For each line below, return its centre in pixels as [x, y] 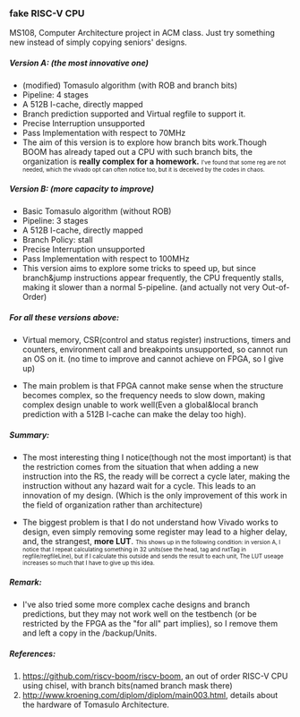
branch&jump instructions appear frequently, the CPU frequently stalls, [153, 278]
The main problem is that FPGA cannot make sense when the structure [153, 386]
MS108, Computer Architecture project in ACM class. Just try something [142, 33]
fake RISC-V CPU [47, 13]
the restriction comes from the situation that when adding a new [141, 467]
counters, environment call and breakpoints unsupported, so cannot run [155, 350]
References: [33, 653]
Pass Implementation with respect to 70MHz [104, 133]
